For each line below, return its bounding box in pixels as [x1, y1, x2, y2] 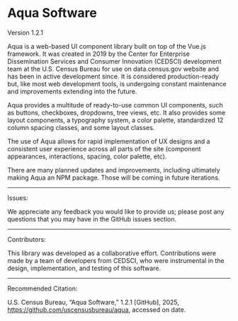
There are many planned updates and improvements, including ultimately [7, 165, 221, 174]
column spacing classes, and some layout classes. [7, 123, 155, 132]
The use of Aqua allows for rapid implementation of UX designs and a [7, 136, 210, 146]
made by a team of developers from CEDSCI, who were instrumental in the [7, 256, 225, 264]
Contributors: [7, 235, 46, 243]
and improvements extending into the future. [7, 87, 137, 95]
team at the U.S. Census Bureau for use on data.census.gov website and [7, 64, 220, 73]
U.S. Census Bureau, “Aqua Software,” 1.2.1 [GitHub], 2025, [7, 298, 179, 306]
